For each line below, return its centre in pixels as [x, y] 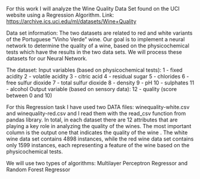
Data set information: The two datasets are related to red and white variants [99, 33]
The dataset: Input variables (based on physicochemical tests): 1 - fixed [94, 70]
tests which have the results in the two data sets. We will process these [94, 52]
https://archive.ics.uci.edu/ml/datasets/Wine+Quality [71, 21]
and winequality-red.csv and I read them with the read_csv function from [96, 113]
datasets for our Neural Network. [47, 58]
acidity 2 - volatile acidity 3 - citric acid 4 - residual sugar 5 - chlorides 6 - [98, 76]
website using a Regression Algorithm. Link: [60, 15]
